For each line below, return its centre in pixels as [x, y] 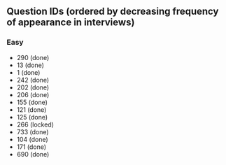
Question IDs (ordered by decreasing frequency [113, 12]
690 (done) [33, 154]
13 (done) [30, 65]
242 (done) [33, 80]
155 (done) [32, 102]
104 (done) [32, 139]
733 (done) [33, 131]
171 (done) [31, 147]
